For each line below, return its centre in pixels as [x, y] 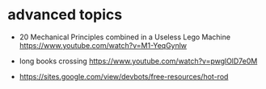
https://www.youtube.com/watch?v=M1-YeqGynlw [103, 45]
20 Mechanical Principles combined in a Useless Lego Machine [125, 37]
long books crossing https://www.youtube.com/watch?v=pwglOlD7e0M [138, 61]
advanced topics [65, 15]
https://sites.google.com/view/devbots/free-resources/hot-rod [124, 76]
